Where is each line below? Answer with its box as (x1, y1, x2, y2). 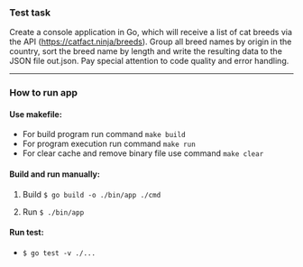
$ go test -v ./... (22, 248, 96, 258)
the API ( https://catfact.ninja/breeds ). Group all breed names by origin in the (9, 36, 292, 47)
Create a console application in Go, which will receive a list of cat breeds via (9, 27, 293, 38)
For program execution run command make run (22, 138, 196, 150)
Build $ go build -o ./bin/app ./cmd (22, 189, 161, 199)
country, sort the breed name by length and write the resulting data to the (9, 46, 282, 57)
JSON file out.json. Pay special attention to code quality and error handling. (9, 56, 289, 67)
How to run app (9, 87, 78, 99)
